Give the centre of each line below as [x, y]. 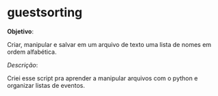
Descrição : [23, 65]
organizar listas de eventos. [46, 85]
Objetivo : [21, 31]
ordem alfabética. [32, 52]
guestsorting [45, 13]
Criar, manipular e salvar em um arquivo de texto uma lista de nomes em [109, 44]
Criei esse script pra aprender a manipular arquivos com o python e [102, 78]
